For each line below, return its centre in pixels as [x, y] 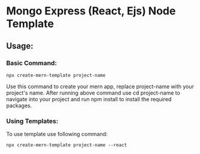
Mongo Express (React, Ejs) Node [91, 11]
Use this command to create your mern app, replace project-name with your [100, 86]
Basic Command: [31, 63]
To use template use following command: [57, 134]
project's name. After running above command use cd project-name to [93, 93]
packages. [19, 105]
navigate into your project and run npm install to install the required [89, 99]
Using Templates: [32, 121]
